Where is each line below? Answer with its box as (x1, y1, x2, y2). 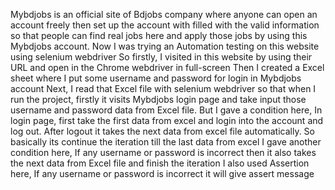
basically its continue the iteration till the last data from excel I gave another (10, 136, 322, 148)
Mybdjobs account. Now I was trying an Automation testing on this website (10, 40, 320, 52)
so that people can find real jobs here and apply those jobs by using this (10, 30, 308, 41)
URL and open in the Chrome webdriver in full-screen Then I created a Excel (10, 62, 325, 73)
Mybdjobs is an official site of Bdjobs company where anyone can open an (10, 9, 318, 20)
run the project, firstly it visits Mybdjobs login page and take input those (10, 94, 307, 105)
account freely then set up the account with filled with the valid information (10, 19, 320, 31)
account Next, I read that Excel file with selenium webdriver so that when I (10, 83, 317, 94)
